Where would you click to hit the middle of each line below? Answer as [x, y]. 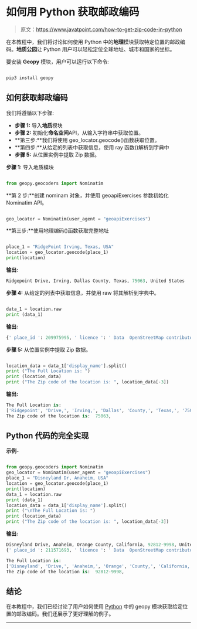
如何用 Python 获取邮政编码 [73, 12]
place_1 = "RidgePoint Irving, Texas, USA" [60, 247]
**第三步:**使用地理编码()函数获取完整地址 [58, 231]
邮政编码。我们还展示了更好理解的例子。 [65, 614]
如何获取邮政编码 [37, 98]
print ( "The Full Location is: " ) [48, 371]
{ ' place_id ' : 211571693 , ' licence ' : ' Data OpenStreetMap [85, 550]
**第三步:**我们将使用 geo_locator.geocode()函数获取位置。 [87, 140]
